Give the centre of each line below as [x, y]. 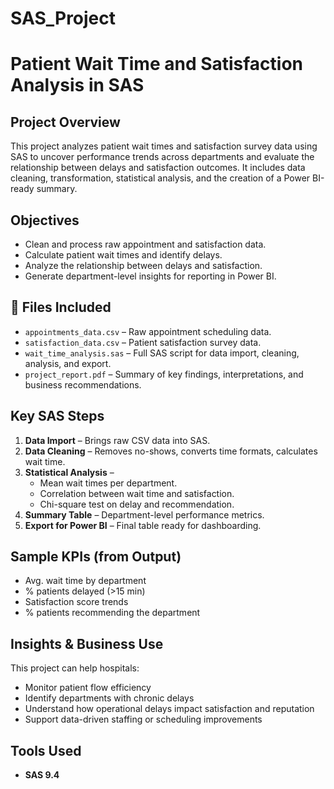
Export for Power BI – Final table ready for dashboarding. [143, 525]
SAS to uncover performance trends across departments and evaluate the [162, 157]
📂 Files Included [61, 307]
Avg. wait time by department [85, 581]
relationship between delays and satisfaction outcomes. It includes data [158, 168]
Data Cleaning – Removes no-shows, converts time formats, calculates [171, 451]
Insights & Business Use [87, 643]
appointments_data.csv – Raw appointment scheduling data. [148, 331]
